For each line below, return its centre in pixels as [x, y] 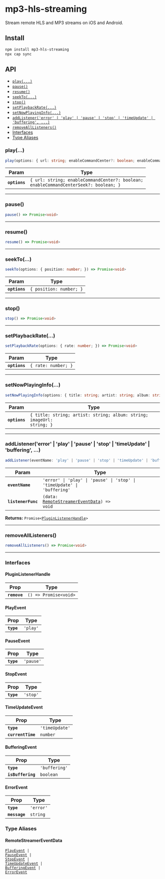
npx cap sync [18, 54]
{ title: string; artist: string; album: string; [89, 415]
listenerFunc [23, 501]
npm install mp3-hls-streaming [37, 49]
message [16, 815]
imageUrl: [41, 420]
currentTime [22, 735]
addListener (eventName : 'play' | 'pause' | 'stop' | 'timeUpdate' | [77, 460]
